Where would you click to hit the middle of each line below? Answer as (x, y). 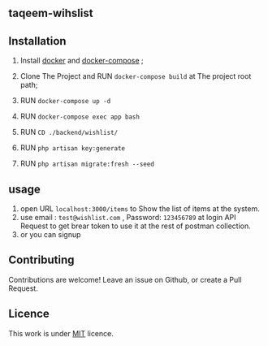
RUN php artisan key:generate (73, 148)
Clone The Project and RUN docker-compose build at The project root (136, 76)
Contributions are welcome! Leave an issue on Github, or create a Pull (125, 279)
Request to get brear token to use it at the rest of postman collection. (135, 226)
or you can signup (50, 235)
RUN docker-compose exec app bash (80, 116)
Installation (37, 41)
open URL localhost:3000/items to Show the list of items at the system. (140, 209)
